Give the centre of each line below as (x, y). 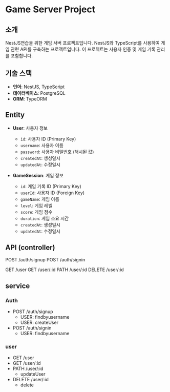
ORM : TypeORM (30, 99)
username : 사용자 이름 (42, 145)
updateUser (33, 374)
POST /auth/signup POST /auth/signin (45, 260)
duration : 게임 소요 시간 (45, 218)
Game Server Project (50, 9)
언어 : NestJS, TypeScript (39, 87)
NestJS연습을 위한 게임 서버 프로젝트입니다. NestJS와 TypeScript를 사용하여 (82, 43)
